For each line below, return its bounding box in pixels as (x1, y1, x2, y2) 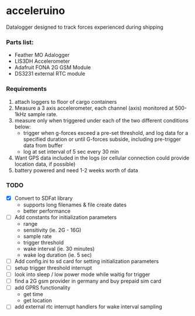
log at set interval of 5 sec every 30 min (23, 148, 119, 155)
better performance (23, 207, 71, 215)
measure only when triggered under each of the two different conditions (14, 117, 189, 124)
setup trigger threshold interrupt (14, 264, 92, 271)
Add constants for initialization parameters (14, 213, 117, 220)
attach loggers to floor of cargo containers (14, 98, 117, 105)
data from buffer (23, 142, 63, 149)
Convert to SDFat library (14, 195, 73, 202)
